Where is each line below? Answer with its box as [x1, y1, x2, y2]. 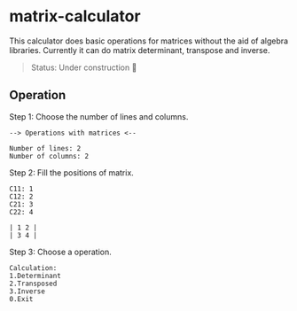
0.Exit [9, 294, 34, 303]
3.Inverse [9, 286, 46, 296]
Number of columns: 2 [9, 152, 90, 160]
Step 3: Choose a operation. [9, 246, 113, 257]
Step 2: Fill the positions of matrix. [9, 167, 135, 178]
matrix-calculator [9, 6, 141, 27]
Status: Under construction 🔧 [30, 62, 137, 73]
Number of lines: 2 [9, 144, 82, 152]
